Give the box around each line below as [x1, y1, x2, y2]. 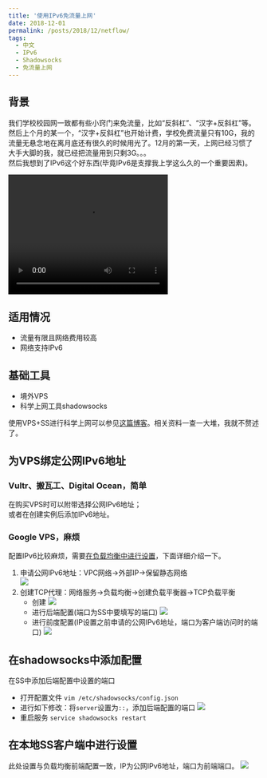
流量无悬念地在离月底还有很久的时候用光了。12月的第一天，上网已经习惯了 [8, 137, 253, 148]
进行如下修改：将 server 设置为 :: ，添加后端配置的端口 [19, 702, 196, 712]
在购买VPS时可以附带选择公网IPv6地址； [8, 499, 142, 509]
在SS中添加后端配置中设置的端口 [8, 676, 116, 685]
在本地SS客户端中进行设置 [8, 738, 138, 752]
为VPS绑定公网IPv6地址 [8, 454, 126, 467]
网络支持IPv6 [19, 343, 64, 352]
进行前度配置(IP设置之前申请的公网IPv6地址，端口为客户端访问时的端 [31, 617, 258, 627]
